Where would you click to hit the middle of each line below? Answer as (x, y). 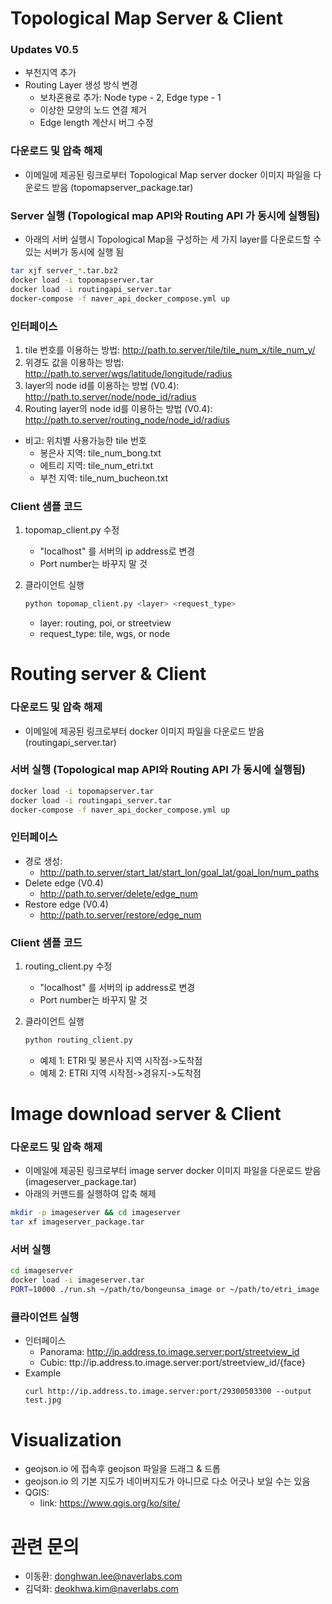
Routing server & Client (108, 674)
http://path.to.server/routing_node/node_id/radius (127, 419)
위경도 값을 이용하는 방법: (74, 362)
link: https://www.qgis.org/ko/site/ (110, 1503)
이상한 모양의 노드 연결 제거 (93, 110)
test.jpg (43, 1400)
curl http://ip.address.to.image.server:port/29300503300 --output (168, 1392)
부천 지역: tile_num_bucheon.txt (104, 478)
